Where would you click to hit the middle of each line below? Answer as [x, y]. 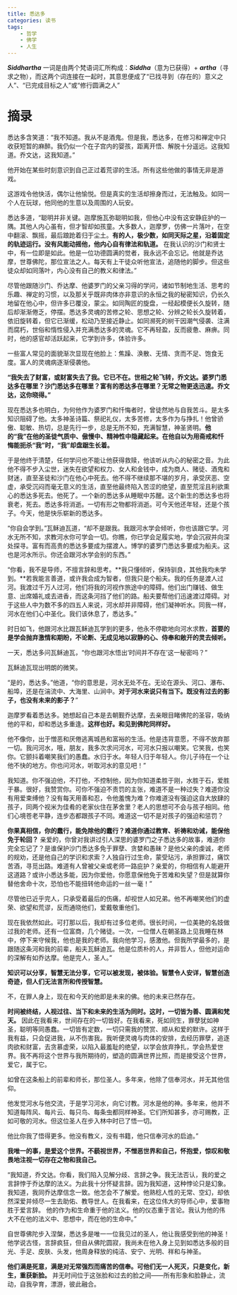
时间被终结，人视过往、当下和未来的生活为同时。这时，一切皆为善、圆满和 [115, 1011]
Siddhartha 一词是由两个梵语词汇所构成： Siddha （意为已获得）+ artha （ [115, 67]
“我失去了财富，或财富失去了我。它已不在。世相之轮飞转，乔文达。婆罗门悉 [117, 377]
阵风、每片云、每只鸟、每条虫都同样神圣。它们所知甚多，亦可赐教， [124, 1112]
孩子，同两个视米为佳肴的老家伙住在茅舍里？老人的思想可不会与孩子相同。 [115, 807]
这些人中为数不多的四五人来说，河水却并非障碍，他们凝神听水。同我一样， [121, 605]
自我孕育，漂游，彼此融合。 [60, 1284]
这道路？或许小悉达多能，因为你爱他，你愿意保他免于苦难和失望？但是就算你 [119, 874]
